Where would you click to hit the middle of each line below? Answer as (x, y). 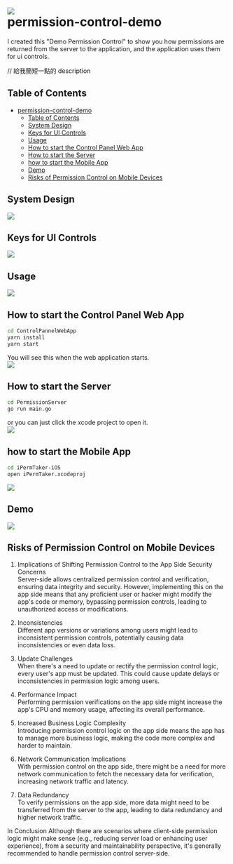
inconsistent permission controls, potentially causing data (100, 637)
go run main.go (29, 409)
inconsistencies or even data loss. (66, 645)
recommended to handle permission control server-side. (89, 853)
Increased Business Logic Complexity (72, 723)
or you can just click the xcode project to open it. (78, 423)
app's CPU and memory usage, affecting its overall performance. (111, 710)
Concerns (31, 572)
